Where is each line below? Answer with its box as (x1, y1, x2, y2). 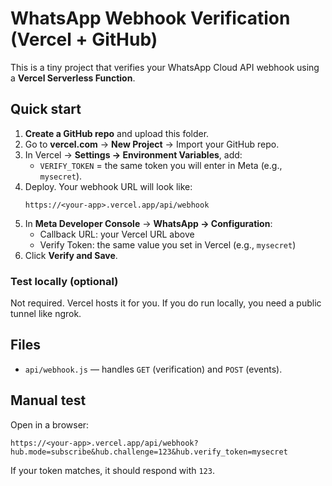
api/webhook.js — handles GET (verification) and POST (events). (24, 363, 283, 375)
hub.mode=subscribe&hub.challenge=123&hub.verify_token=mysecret (10, 447, 288, 457)
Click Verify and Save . (24, 249, 118, 261)
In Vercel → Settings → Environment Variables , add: (24, 148, 243, 161)
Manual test (10, 392, 87, 409)
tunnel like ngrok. (10, 308, 82, 320)
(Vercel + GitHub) (10, 28, 158, 51)
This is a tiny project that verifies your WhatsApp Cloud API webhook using (10, 61, 320, 73)
